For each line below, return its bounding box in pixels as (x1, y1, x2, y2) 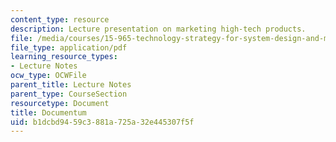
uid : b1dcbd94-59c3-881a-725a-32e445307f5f (10, 117, 195, 127)
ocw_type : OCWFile (10, 71, 87, 81)
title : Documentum (10, 107, 87, 118)
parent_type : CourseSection (10, 89, 128, 99)
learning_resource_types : (10, 52, 118, 62)
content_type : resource (10, 14, 110, 25)
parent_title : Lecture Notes (10, 80, 132, 90)
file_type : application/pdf (10, 42, 128, 53)
